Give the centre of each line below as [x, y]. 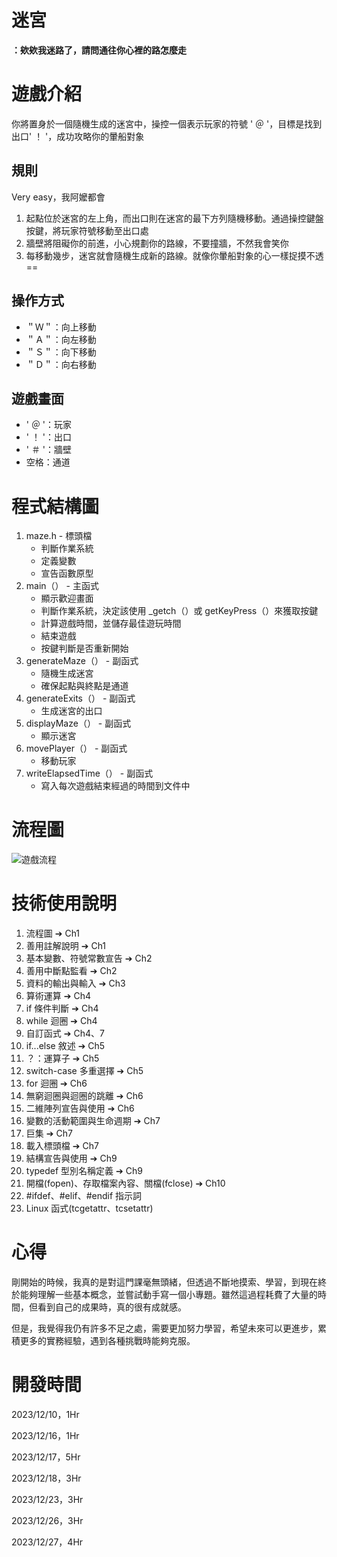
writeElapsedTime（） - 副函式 [89, 773]
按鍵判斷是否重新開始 [84, 648]
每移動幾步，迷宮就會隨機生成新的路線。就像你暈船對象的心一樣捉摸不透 [174, 255]
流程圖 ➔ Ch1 [53, 933]
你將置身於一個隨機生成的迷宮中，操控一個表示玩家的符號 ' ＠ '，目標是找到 [167, 123]
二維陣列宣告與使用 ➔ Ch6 [80, 1108]
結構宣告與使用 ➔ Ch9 [71, 1158]
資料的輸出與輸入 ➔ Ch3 [75, 983]
